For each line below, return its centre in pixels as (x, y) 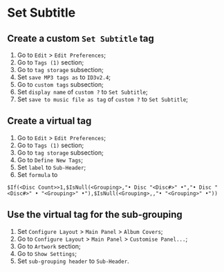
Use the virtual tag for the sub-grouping (95, 215)
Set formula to (37, 174)
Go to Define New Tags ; (50, 160)
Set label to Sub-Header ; (52, 167)
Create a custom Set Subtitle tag (81, 39)
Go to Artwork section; (49, 246)
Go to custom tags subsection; (60, 84)
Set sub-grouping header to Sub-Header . (73, 261)
